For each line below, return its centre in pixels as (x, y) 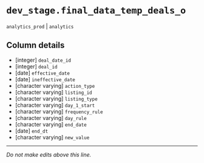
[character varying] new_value (52, 137)
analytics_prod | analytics (40, 26)
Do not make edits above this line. (49, 155)
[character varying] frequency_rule (59, 111)
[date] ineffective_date (45, 79)
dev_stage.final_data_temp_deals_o (96, 11)
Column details (36, 45)
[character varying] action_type (55, 85)
